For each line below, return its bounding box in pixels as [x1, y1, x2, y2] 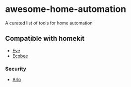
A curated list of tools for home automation [5, 20, 93, 26]
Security [5, 65, 26, 72]
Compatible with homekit [5, 34, 85, 43]
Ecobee [12, 53, 28, 59]
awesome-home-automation [5, 3, 127, 15]
